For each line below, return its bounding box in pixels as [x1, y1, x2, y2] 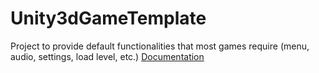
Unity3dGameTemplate [10, 7, 207, 30]
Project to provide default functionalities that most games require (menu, [10, 40, 310, 52]
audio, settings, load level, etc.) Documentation [10, 50, 205, 62]
